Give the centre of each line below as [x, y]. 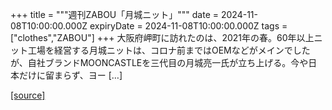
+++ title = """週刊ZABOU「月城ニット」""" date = [115, 14]
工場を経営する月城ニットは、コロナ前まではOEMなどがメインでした [169, 50]
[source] [28, 95]
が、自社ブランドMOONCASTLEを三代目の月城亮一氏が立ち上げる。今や [159, 62]
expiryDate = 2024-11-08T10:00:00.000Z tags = [188, 26]
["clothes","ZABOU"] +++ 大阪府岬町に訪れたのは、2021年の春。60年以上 [162, 37]
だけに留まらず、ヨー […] [70, 75]
